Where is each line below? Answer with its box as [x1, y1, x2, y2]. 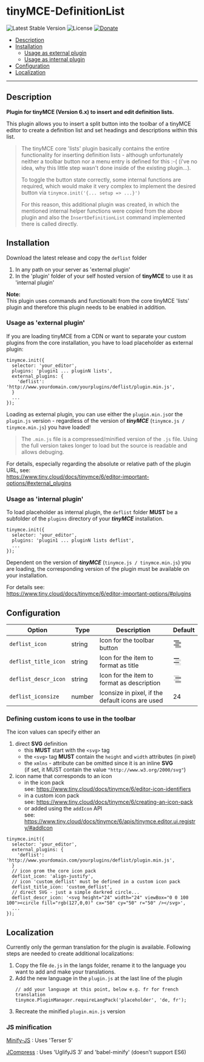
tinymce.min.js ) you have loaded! [6, 423, 91, 431]
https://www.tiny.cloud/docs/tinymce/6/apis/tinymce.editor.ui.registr [24, 818, 196, 825]
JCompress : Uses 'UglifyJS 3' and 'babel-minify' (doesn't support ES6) [6, 1049, 186, 1056]
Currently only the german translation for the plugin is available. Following [6, 943, 191, 951]
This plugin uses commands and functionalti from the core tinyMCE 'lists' [6, 297, 189, 304]
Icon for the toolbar [99, 635, 154, 644]
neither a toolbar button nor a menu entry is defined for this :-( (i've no [21, 157, 197, 165]
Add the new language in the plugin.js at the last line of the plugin [15, 975, 183, 982]
